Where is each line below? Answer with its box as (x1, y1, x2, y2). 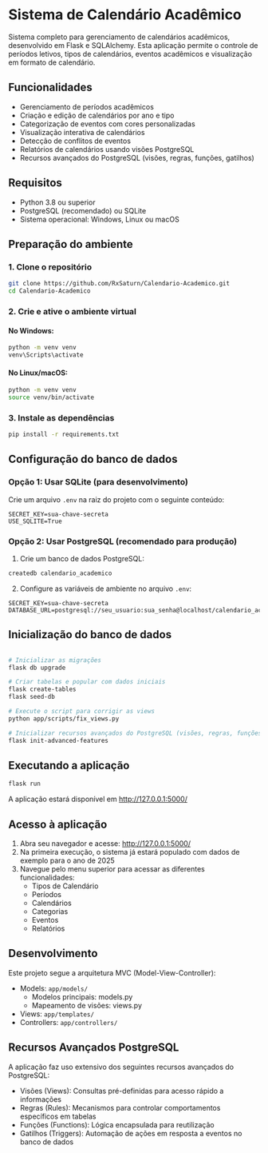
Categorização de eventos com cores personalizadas (19, 118, 195, 129)
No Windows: (8, 325, 54, 335)
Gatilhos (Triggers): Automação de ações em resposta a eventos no (19, 1128, 242, 1138)
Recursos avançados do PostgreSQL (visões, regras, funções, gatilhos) (19, 153, 255, 162)
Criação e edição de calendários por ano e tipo (19, 110, 175, 120)
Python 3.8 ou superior (19, 197, 96, 207)
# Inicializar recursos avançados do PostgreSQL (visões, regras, (8, 729, 234, 737)
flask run (8, 780, 41, 788)
